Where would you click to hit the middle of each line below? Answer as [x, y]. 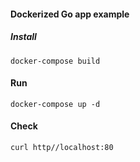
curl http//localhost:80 [62, 147]
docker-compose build [55, 61]
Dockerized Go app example [70, 14]
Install [23, 37]
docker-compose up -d [55, 104]
